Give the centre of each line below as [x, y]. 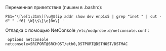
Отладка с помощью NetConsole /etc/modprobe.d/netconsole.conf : [77, 30]
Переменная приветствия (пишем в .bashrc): [54, 7]
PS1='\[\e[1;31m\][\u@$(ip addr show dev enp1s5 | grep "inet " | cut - [84, 17]
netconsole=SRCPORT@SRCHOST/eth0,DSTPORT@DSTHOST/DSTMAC [67, 44]
